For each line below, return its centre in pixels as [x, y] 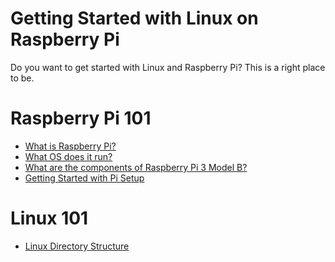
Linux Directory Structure [77, 246]
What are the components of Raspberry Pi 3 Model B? [136, 167]
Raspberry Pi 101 [81, 118]
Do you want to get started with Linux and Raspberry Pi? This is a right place [168, 67]
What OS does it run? [68, 156]
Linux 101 [49, 218]
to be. [22, 78]
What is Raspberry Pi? [70, 146]
